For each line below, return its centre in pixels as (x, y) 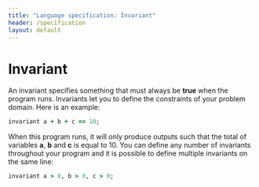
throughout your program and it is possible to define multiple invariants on (128, 153)
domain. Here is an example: (54, 108)
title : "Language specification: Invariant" (82, 15)
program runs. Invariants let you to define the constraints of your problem (127, 99)
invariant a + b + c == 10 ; (54, 122)
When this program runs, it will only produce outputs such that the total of (128, 137)
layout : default (35, 30)
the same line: (31, 162)
